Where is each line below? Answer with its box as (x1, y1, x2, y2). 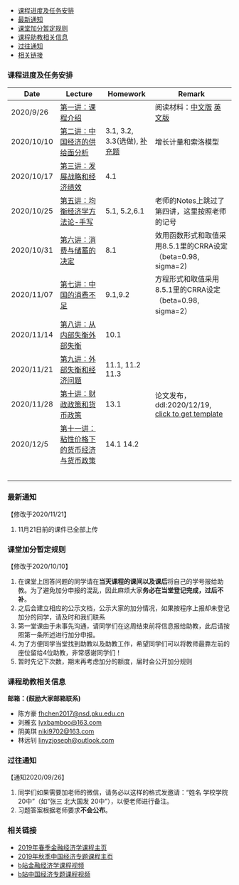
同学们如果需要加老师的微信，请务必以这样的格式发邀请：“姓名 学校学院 (17, 788, 228, 797)
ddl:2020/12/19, (154, 400, 212, 410)
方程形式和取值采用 (154, 274, 219, 284)
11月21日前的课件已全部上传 (17, 525, 98, 533)
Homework (107, 89, 146, 99)
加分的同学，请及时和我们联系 (17, 612, 105, 621)
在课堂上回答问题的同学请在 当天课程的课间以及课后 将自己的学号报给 (17, 577, 218, 585)
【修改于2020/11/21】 (7, 510, 70, 518)
